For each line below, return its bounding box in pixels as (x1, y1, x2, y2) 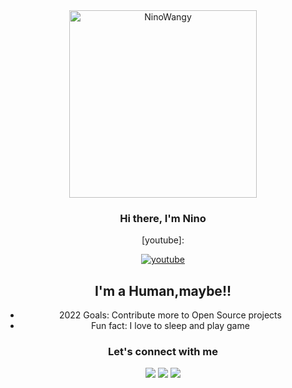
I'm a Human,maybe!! (94, 282, 232, 299)
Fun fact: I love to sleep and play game (90, 320, 250, 332)
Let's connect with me (108, 345, 218, 359)
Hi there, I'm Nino (119, 211, 207, 225)
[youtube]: (141, 234, 185, 246)
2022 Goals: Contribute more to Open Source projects (58, 309, 282, 321)
